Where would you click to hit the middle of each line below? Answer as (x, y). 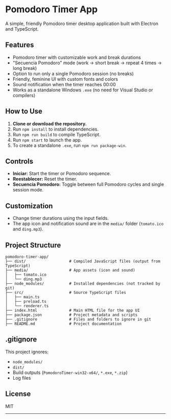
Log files (22, 378)
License (18, 394)
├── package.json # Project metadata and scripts (72, 315)
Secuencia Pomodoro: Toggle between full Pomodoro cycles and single (88, 184)
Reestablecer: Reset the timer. (45, 179)
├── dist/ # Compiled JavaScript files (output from (83, 261)
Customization (29, 206)
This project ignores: (27, 352)
